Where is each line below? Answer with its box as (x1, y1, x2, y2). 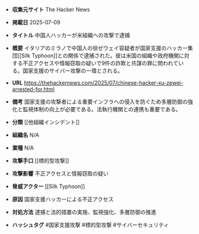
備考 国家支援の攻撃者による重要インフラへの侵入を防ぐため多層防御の (11, 98, 188, 105)
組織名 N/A (11, 131, 39, 138)
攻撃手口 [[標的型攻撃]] (11, 157, 69, 164)
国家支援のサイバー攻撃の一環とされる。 (22, 67, 124, 74)
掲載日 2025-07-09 (11, 19, 60, 26)
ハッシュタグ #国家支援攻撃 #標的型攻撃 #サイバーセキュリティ (11, 221, 169, 229)
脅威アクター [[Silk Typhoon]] (11, 183, 86, 190)
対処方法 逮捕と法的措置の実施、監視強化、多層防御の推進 (11, 209, 157, 215)
